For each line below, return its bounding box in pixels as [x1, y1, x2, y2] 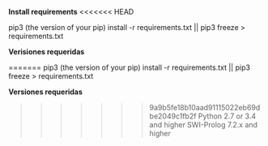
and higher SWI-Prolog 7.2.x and [149, 120, 257, 129]
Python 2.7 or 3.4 [198, 111, 257, 121]
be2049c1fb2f [149, 111, 197, 121]
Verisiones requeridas [8, 47, 85, 56]
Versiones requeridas [8, 87, 83, 97]
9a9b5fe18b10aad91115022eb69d [149, 103, 261, 112]
